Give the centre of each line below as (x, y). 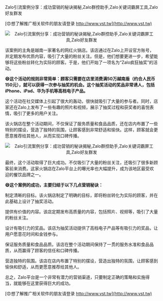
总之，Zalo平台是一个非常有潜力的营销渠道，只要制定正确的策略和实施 (75, 277)
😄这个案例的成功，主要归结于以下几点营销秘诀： (54, 185)
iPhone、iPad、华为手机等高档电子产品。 (47, 91)
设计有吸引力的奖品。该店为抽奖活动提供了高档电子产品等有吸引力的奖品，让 (81, 228)
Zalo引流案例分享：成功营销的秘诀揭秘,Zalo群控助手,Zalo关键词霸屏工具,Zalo (81, 7)
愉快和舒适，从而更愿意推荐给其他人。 (43, 267)
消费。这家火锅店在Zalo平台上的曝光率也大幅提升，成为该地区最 (81, 168)
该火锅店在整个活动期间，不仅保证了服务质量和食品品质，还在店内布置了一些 (81, 124)
